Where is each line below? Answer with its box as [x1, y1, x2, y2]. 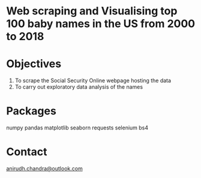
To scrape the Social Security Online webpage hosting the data [14, 77, 172, 85]
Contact [6, 145, 47, 159]
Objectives [6, 57, 62, 71]
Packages [6, 104, 57, 118]
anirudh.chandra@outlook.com [6, 165, 83, 172]
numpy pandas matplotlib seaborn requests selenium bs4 [6, 124, 149, 131]
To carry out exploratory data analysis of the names [14, 83, 143, 90]
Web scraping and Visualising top [6, 4, 178, 18]
